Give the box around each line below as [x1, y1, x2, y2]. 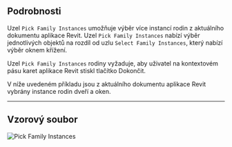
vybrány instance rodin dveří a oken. [7, 87, 112, 95]
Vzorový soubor [7, 114, 78, 126]
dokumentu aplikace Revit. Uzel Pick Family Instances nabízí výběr [7, 31, 200, 39]
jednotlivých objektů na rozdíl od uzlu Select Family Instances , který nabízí [7, 38, 223, 47]
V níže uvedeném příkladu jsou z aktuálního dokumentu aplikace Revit [7, 79, 206, 88]
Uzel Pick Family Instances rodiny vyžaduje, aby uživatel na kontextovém [7, 59, 219, 68]
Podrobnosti [7, 6, 61, 17]
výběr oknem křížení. [7, 46, 68, 54]
